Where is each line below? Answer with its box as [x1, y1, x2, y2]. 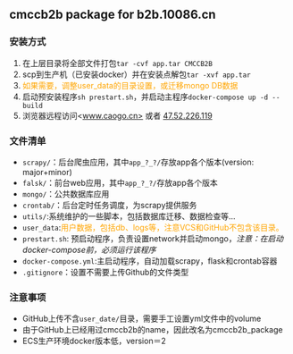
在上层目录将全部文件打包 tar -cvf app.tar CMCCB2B [21, 57, 213, 68]
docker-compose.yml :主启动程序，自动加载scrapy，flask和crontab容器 [21, 255, 278, 266]
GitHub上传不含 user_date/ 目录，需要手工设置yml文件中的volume [21, 313, 262, 324]
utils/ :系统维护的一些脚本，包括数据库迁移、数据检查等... [21, 210, 236, 222]
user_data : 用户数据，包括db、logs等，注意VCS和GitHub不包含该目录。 [21, 222, 284, 232]
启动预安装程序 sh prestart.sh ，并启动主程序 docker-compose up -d [21, 91, 269, 102]
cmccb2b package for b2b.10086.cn [9, 7, 216, 22]
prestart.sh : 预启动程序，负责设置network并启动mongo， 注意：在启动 [21, 232, 284, 244]
